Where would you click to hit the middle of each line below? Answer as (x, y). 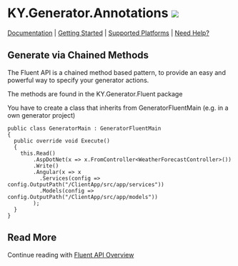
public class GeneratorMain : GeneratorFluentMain (84, 128)
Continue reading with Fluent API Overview (71, 255)
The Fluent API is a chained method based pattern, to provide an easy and (117, 72)
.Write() (46, 165)
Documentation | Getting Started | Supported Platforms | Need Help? (108, 33)
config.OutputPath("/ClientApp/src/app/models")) (83, 197)
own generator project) (41, 115)
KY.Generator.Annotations (88, 13)
